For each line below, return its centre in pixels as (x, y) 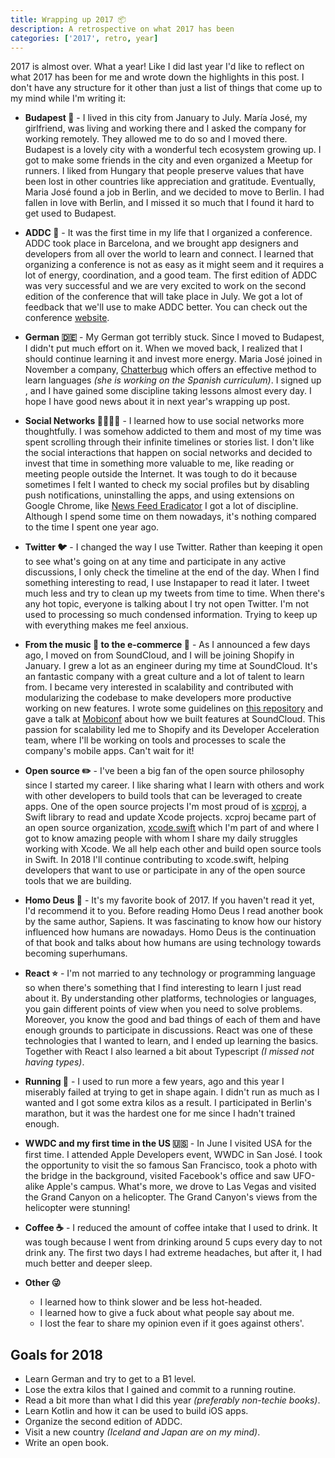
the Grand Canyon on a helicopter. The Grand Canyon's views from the (171, 1197)
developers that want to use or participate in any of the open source (165, 870)
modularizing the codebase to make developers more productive (158, 698)
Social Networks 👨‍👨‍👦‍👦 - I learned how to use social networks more (164, 421)
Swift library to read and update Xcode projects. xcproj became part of (170, 817)
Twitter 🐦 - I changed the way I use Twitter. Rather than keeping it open (173, 547)
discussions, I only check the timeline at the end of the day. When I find (172, 572)
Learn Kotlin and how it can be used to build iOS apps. (136, 1411)
